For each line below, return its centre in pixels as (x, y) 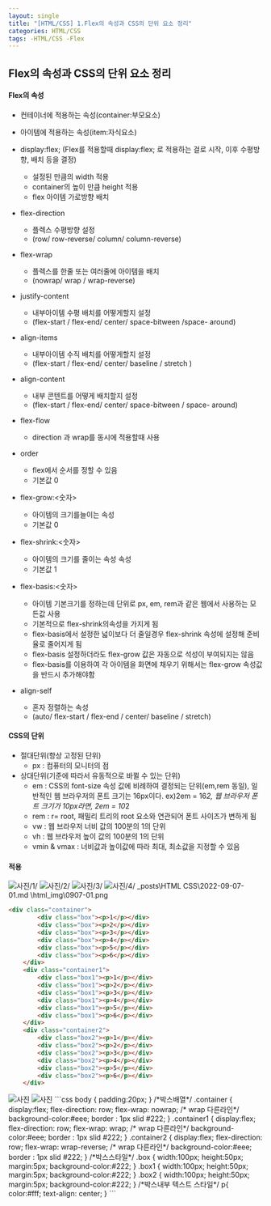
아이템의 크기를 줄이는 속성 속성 (81, 558)
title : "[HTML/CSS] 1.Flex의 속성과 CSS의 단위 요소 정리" (100, 23)
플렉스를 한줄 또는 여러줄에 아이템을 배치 (96, 271)
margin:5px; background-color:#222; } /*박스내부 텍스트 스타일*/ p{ (119, 1185)
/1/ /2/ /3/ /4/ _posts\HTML (105, 886)
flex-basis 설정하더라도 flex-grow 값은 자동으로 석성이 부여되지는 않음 (143, 654)
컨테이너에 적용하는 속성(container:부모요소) (90, 115)
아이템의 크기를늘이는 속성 (73, 514)
